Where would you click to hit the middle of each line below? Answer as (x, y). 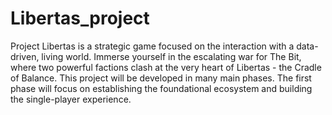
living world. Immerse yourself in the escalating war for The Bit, (171, 56)
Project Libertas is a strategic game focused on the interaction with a (152, 46)
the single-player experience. (71, 99)
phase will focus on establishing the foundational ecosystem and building (161, 88)
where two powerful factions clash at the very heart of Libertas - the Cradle (166, 67)
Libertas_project (80, 18)
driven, (25, 56)
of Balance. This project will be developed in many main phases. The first (161, 78)
